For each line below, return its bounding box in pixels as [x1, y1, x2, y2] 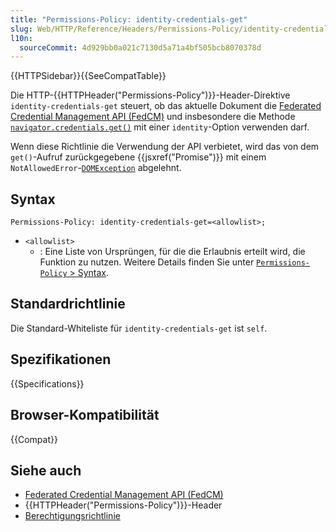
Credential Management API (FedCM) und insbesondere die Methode [10, 111, 296, 123]
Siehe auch [10, 462, 82, 479]
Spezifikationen [10, 351, 112, 368]
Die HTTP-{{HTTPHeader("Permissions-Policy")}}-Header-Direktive [10, 89, 291, 101]
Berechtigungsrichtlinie [24, 510, 121, 522]
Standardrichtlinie [10, 296, 126, 313]
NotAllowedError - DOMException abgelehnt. [10, 162, 182, 174]
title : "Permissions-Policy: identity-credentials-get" [10, 14, 248, 25]
